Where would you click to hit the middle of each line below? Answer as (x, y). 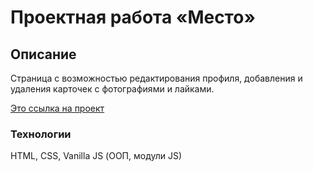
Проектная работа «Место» (133, 17)
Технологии (41, 134)
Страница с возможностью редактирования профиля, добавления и (156, 78)
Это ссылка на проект (57, 108)
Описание (43, 54)
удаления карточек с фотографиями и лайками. (112, 89)
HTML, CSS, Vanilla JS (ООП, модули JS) (96, 156)
